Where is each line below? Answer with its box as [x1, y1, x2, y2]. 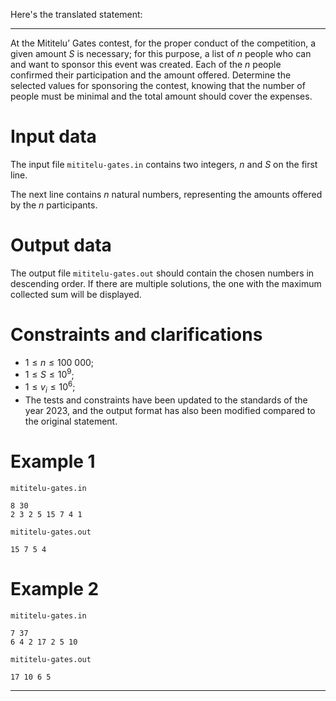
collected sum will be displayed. [10, 288, 142, 300]
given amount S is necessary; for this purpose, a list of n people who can [10, 48, 312, 59]
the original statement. [24, 415, 118, 427]
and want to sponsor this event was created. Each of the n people [10, 59, 282, 70]
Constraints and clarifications [10, 324, 263, 346]
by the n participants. [10, 199, 98, 211]
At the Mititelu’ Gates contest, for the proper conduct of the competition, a [10, 37, 316, 49]
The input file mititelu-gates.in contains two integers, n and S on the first [10, 158, 318, 170]
